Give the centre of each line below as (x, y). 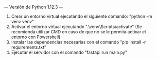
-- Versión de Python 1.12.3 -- (34, 7)
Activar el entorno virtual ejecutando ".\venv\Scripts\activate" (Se (77, 27)
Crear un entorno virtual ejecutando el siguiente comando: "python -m (82, 16)
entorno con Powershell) (36, 37)
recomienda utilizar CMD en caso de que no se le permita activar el (78, 32)
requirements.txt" (29, 47)
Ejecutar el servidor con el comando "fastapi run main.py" (69, 52)
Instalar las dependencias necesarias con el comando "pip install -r (78, 42)
